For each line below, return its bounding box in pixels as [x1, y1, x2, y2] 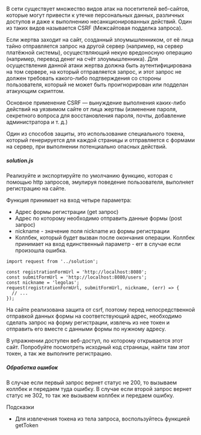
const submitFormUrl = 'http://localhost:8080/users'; [6, 274, 147, 280]
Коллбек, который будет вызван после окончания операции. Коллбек [14, 234, 195, 241]
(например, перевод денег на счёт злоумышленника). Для [6, 56, 158, 62]
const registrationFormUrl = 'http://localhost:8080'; [6, 269, 147, 275]
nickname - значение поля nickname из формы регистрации [14, 227, 170, 234]
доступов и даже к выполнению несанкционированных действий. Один [6, 18, 192, 25]
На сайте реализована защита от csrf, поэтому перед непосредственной [6, 306, 195, 313]
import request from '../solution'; [6, 258, 98, 265]
